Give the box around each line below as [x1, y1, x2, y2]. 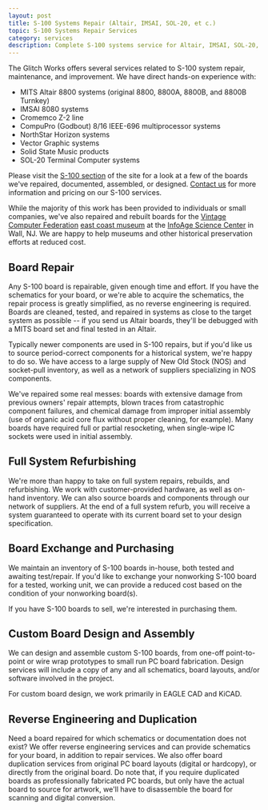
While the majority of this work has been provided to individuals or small [8, 203, 246, 213]
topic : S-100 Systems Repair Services [8, 26, 138, 34]
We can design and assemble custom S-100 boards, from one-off [8, 648, 225, 658]
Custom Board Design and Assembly [8, 627, 195, 640]
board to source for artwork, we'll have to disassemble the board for [8, 784, 234, 794]
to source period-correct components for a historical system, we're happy [8, 348, 253, 357]
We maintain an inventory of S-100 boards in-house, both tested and [8, 563, 234, 573]
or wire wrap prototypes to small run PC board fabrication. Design [26, 656, 244, 666]
